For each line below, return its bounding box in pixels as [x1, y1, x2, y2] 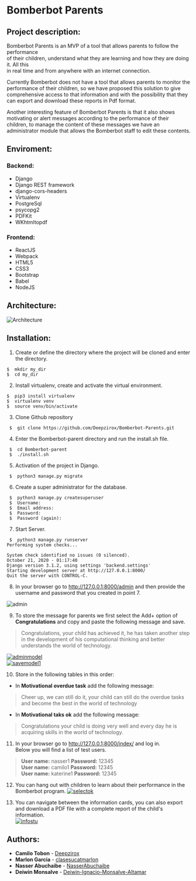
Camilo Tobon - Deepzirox [15, 850, 80, 857]
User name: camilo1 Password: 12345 [20, 763, 114, 770]
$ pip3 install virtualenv [6, 393, 75, 399]
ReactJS [15, 246, 36, 253]
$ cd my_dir [6, 371, 39, 378]
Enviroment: [6, 144, 53, 154]
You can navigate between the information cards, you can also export [15, 798, 183, 805]
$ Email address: [9, 505, 54, 511]
